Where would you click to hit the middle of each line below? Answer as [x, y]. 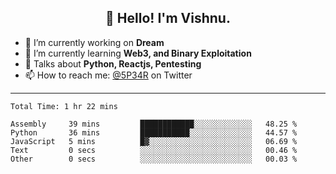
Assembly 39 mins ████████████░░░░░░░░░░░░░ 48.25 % [154, 124]
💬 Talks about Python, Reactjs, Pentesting [113, 63]
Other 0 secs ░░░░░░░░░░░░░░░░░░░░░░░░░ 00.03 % [154, 159]
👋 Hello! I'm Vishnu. [168, 18]
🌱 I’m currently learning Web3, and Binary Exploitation [138, 53]
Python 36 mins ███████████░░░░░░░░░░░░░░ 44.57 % [154, 132]
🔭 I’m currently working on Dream [94, 42]
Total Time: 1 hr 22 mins [64, 106]
